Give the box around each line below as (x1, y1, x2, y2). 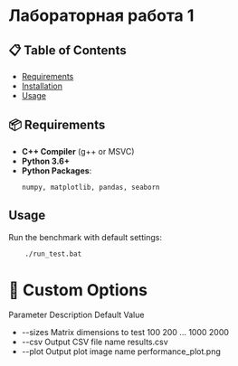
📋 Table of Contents (8, 42, 128, 58)
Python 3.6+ (21, 155, 70, 166)
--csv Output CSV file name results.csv (21, 336, 168, 348)
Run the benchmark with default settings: (8, 231, 162, 242)
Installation (21, 80, 63, 91)
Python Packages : (21, 164, 92, 176)
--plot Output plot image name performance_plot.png (21, 346, 221, 357)
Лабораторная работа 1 (8, 5, 195, 26)
